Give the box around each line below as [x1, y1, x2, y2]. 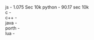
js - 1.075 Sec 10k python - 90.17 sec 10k [5, 4, 89, 10]
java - [5, 20, 18, 26]
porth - [5, 25, 20, 31]
